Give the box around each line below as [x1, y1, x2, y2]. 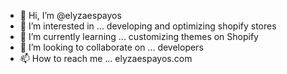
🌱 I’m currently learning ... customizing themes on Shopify [19, 31, 259, 42]
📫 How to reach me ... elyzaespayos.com [19, 53, 193, 64]
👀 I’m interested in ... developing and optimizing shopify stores [19, 20, 277, 32]
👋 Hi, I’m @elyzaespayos [19, 10, 122, 21]
